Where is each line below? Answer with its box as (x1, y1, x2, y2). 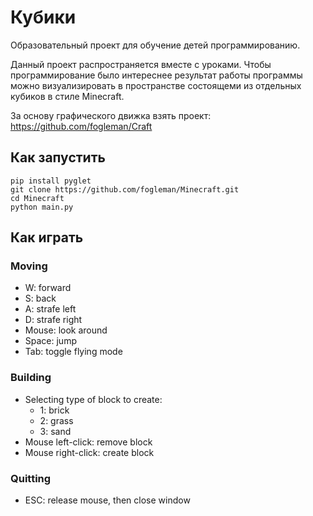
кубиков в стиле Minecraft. (10, 90, 125, 102)
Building (10, 371, 52, 385)
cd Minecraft (10, 193, 65, 203)
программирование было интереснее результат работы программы (10, 69, 303, 81)
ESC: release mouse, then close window (24, 494, 191, 506)
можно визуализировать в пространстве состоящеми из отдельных (10, 79, 302, 91)
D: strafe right (24, 314, 83, 326)
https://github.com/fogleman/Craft (10, 120, 153, 132)
